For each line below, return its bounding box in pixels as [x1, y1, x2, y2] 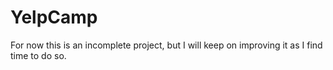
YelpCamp [10, 6, 98, 29]
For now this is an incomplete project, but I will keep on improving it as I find [10, 39, 323, 51]
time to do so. [10, 49, 67, 61]
